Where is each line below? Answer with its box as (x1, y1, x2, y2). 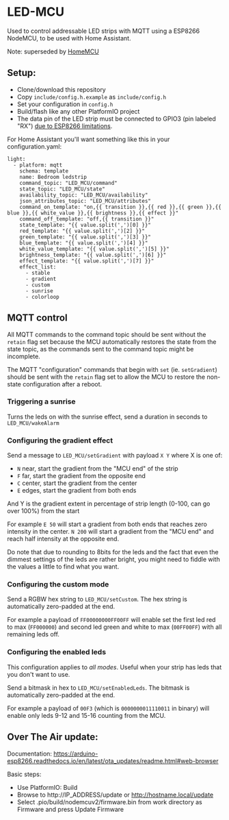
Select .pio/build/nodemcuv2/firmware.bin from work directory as (16, 797, 203, 806)
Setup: (7, 67, 36, 79)
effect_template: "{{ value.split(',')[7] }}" (19, 258, 154, 264)
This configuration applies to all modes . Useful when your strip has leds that (7, 662, 222, 671)
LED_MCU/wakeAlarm (7, 419, 59, 427)
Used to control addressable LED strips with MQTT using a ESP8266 (7, 27, 200, 35)
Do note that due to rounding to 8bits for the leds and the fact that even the (7, 548, 219, 556)
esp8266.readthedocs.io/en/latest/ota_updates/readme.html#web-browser (7, 756, 219, 765)
